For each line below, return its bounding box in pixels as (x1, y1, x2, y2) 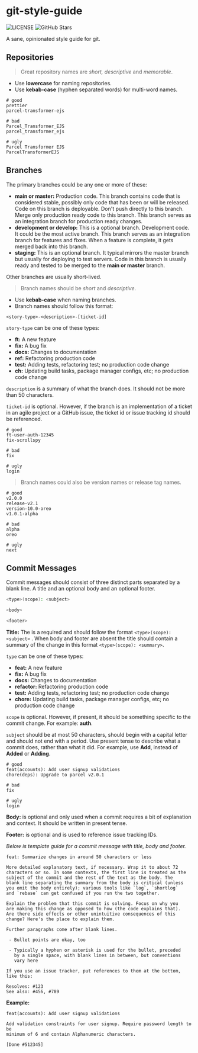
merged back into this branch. (14, 243, 89, 250)
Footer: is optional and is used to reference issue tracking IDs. (6, 831, 158, 838)
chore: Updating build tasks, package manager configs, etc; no (14, 696, 170, 702)
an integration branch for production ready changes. (14, 217, 143, 224)
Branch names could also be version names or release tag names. (20, 479, 181, 486)
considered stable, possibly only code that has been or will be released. (14, 198, 190, 206)
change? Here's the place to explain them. (6, 916, 115, 922)
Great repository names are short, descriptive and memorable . (20, 68, 173, 75)
